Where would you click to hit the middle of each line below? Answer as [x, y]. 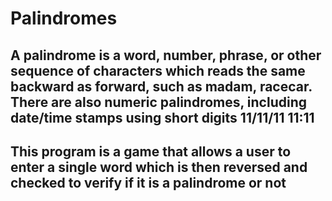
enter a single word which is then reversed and [159, 167]
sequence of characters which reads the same [158, 70]
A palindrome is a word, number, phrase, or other [166, 55]
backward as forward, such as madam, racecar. [161, 86]
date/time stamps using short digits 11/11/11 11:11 [162, 117]
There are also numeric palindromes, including [158, 102]
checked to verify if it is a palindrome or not [148, 182]
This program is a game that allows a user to [151, 151]
